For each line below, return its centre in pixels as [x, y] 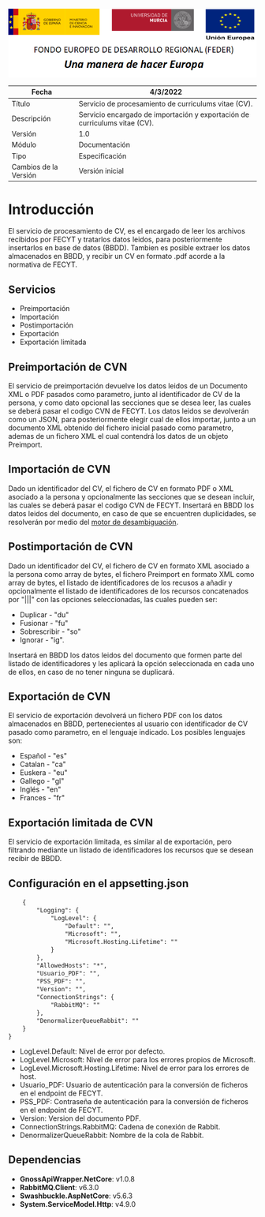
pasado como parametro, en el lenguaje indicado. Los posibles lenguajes [127, 732]
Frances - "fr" [42, 798]
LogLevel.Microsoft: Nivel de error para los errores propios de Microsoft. [138, 1060]
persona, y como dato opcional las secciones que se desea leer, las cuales [130, 403]
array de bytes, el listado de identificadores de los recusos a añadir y [120, 582]
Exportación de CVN [59, 696]
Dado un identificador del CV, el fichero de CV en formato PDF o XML [121, 488]
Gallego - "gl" [42, 781]
